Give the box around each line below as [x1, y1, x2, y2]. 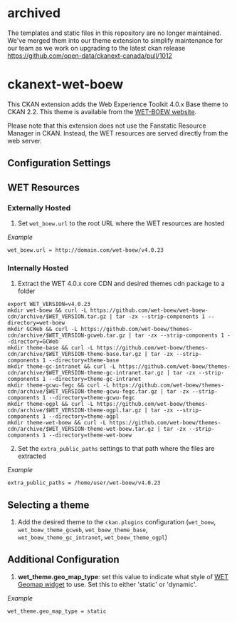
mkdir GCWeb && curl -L [7, 326, 78, 333]
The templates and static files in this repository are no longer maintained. [7, 29, 222, 37]
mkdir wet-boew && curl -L [7, 307, 88, 315]
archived [7, 5, 61, 21]
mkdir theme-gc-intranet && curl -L [7, 363, 116, 370]
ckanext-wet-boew [7, 76, 123, 93]
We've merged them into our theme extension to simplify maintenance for [7, 36, 223, 44]
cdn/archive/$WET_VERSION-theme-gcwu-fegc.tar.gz [7, 388, 158, 395]
